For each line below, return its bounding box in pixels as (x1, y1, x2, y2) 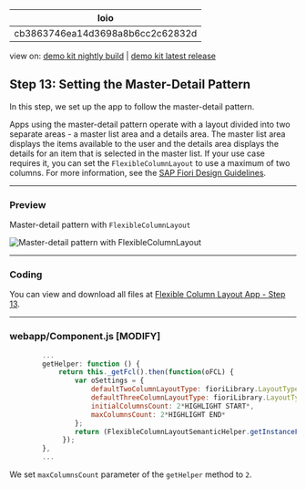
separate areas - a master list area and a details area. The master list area (9, 128, 286, 140)
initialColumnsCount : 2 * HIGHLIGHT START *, (90, 401, 255, 411)
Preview (9, 198, 46, 211)
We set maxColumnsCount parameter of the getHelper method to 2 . (9, 469, 252, 480)
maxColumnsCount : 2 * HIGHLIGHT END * (90, 410, 226, 419)
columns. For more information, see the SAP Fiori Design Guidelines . (9, 167, 267, 178)
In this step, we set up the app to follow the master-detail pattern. (9, 100, 255, 112)
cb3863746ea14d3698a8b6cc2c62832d (14, 27, 198, 39)
